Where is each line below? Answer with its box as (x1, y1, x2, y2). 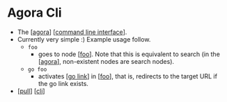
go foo (27, 66, 47, 73)
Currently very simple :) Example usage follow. (17, 35, 151, 43)
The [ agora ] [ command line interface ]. (17, 28, 127, 36)
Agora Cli (7, 5, 62, 21)
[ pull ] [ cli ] (17, 87, 45, 95)
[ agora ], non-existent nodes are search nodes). (38, 57, 175, 65)
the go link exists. (38, 79, 89, 87)
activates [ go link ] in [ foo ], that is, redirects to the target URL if (38, 71, 218, 80)
